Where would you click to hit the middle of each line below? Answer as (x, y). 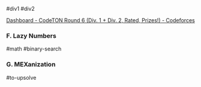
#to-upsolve (21, 77)
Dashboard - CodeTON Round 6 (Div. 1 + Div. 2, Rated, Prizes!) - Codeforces (100, 20)
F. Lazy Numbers (31, 35)
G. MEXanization (31, 64)
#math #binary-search (34, 49)
